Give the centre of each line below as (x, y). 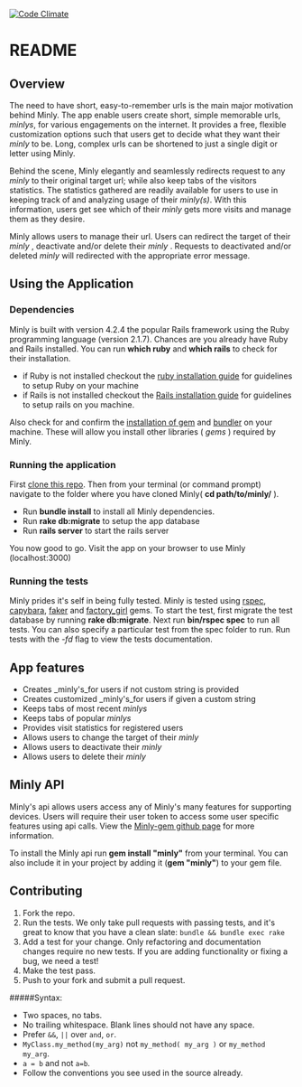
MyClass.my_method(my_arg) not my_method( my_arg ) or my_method (144, 1044)
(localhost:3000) (41, 558)
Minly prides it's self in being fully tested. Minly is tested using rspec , (138, 601)
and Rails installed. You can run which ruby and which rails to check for (143, 349)
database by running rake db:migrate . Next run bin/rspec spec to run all (145, 620)
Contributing (46, 891)
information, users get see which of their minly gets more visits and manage (150, 209)
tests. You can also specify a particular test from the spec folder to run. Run (150, 630)
